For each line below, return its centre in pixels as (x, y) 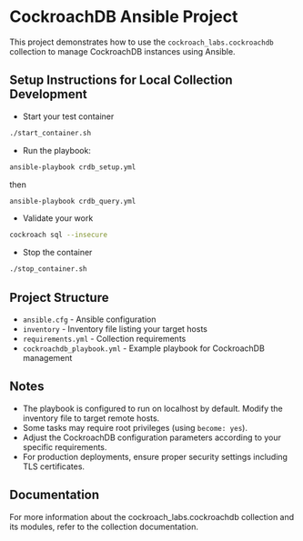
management (47, 357)
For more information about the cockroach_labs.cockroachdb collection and (152, 516)
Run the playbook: (56, 150)
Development (49, 94)
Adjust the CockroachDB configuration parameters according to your (152, 437)
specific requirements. (65, 446)
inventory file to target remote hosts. (91, 418)
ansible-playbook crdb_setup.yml (73, 167)
